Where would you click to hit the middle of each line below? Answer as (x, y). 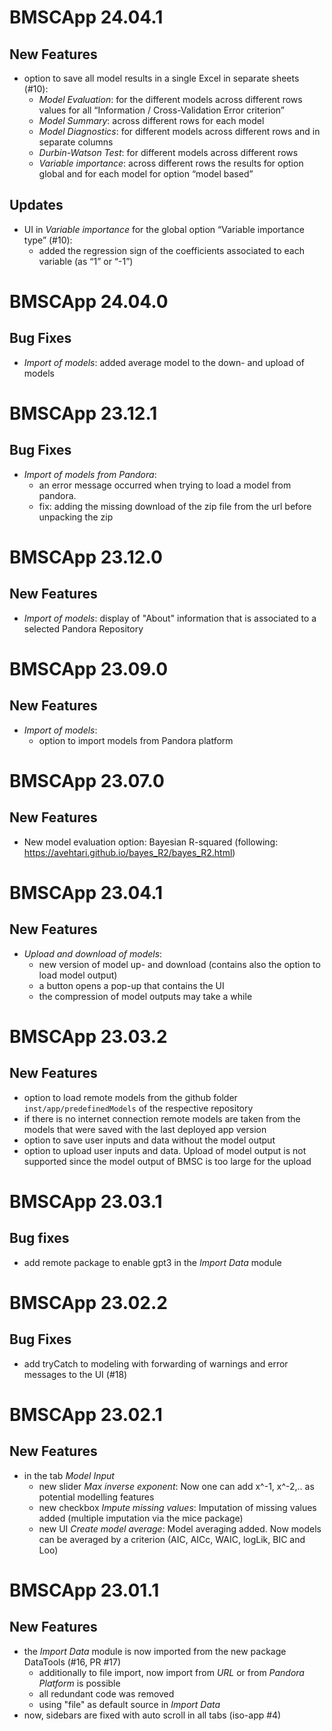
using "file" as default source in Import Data (129, 1704)
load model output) (78, 975)
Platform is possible (79, 1683)
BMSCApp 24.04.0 (89, 302)
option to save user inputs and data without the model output (149, 1140)
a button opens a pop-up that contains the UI (131, 985)
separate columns (76, 142)
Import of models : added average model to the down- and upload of (164, 362)
